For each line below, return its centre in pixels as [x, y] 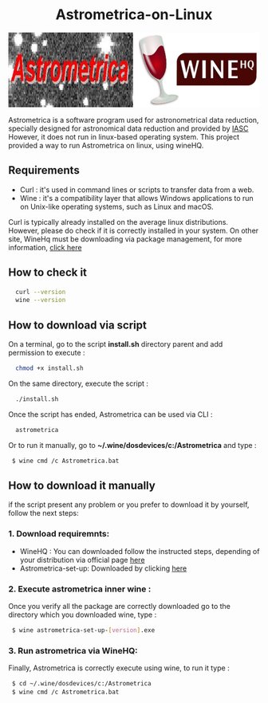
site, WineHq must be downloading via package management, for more [125, 239]
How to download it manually [82, 486]
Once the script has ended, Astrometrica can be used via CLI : [110, 414]
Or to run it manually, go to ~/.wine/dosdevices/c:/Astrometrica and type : [132, 445]
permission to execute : [47, 353]
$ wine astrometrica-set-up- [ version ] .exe [83, 630]
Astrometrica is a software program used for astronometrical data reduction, [134, 120]
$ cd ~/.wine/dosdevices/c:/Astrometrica [81, 684]
